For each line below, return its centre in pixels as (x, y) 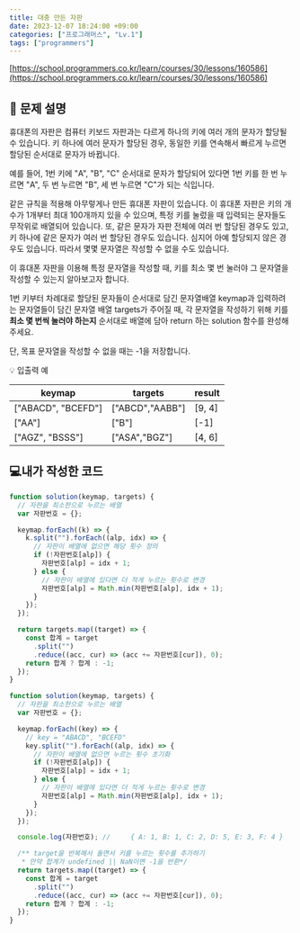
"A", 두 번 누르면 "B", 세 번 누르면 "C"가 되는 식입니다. (120, 184)
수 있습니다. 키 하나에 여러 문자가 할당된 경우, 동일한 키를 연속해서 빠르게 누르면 (148, 143)
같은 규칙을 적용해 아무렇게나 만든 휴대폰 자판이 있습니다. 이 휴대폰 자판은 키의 (146, 204)
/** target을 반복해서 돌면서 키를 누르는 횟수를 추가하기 (111, 854)
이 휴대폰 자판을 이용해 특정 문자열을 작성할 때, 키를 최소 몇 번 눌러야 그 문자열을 (149, 268)
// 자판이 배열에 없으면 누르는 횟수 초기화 (101, 754)
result (207, 393)
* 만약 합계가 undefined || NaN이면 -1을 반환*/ (104, 862)
